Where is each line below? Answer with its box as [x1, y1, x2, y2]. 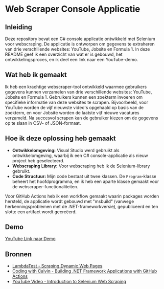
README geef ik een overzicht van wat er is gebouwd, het [5, 51, 123, 57]
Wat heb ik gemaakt [5, 71, 67, 79]
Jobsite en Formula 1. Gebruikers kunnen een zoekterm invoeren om [5, 94, 143, 100]
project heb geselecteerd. [12, 157, 65, 163]
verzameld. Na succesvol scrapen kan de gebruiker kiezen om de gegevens [5, 115, 158, 121]
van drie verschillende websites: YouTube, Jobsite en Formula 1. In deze [5, 46, 150, 52]
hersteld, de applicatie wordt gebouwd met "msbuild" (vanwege [5, 198, 134, 204]
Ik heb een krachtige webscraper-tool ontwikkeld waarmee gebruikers [5, 84, 147, 89]
